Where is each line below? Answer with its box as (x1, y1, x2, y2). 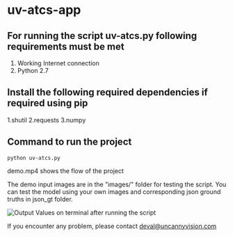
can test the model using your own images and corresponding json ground (7, 187, 221, 196)
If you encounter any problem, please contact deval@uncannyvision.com (7, 222, 217, 230)
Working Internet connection (17, 59, 99, 67)
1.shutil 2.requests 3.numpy (7, 115, 86, 124)
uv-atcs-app (7, 2, 81, 18)
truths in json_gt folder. (7, 195, 73, 203)
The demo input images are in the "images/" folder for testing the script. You (7, 180, 227, 188)
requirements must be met (7, 40, 124, 52)
